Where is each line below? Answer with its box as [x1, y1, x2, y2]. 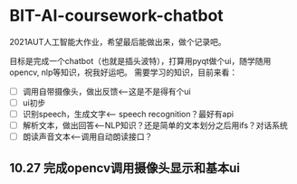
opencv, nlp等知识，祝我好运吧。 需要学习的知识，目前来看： [9, 67, 238, 78]
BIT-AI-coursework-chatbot [9, 5, 224, 26]
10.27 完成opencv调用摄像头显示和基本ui [9, 160, 241, 176]
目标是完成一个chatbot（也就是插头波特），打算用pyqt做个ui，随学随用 [9, 55, 272, 66]
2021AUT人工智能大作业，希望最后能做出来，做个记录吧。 [9, 36, 226, 47]
